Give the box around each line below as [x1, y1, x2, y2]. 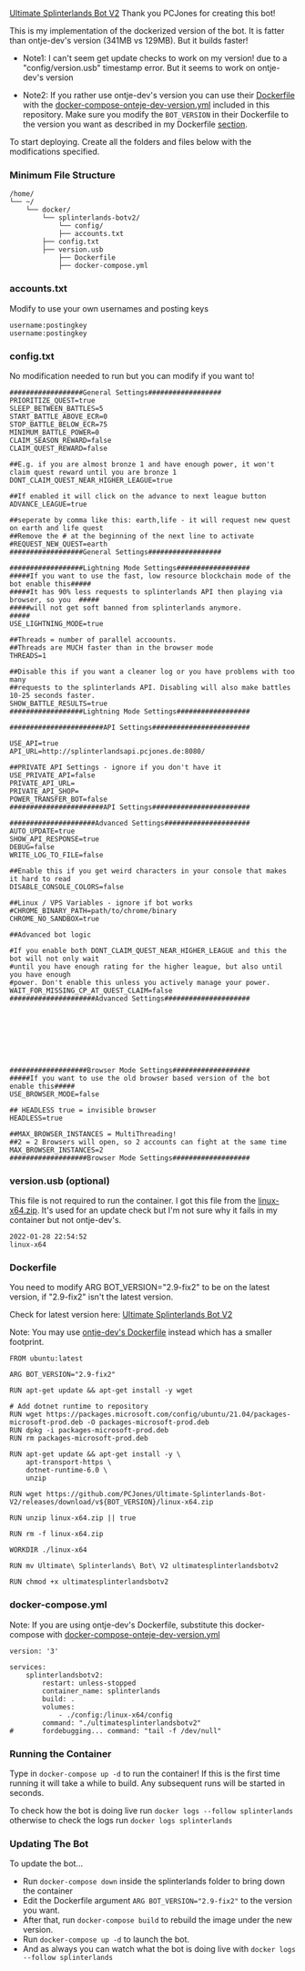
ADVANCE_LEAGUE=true [9, 499, 88, 508]
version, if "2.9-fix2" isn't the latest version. [9, 1291, 174, 1302]
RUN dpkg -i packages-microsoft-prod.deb [9, 1426, 169, 1435]
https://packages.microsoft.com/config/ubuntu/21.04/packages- [46, 1410, 291, 1420]
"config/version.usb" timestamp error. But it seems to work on [22, 63, 256, 73]
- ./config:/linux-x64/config [57, 1710, 173, 1719]
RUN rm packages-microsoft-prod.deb [9, 1434, 148, 1443]
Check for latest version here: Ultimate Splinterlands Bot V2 [9, 1309, 233, 1320]
